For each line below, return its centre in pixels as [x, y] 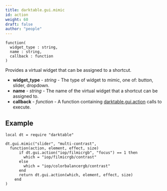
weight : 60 [17, 19]
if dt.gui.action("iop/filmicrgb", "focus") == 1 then [78, 153]
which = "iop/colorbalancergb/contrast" [67, 166]
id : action [17, 15]
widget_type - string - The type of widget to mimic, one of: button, [83, 80]
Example [19, 123]
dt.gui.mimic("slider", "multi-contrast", [51, 144]
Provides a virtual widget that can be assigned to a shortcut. [68, 70]
